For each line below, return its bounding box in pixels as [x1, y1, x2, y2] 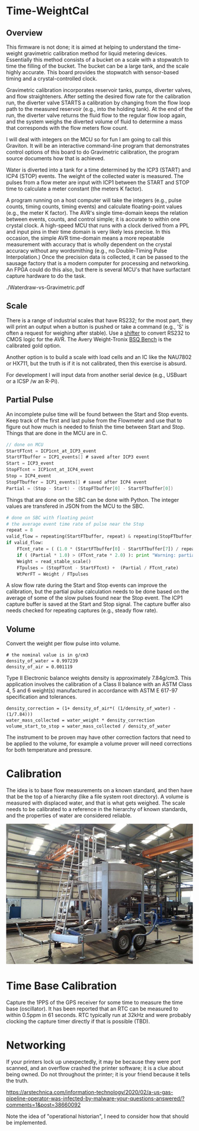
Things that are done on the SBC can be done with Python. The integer [6, 496, 179, 503]
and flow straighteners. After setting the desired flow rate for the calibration [6, 93, 191, 100]
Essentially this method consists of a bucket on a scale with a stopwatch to [6, 56, 189, 63]
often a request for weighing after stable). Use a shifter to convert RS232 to [6, 329, 191, 336]
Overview [6, 28, 43, 38]
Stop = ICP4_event [6, 473, 52, 479]
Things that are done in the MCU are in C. [6, 429, 108, 437]
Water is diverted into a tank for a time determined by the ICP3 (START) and [6, 166, 191, 173]
